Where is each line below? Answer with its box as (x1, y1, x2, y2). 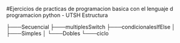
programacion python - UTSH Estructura (6, 12, 108, 19)
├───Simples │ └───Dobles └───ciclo (6, 30, 109, 37)
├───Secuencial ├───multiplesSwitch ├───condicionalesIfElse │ (6, 24, 176, 30)
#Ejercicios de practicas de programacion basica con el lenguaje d (6, 5, 173, 12)
